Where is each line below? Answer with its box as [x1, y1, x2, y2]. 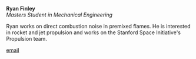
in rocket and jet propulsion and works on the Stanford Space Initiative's [6, 29, 181, 36]
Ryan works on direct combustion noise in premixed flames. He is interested [6, 23, 191, 29]
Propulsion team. [6, 35, 47, 42]
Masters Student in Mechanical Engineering [6, 11, 113, 18]
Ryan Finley [6, 5, 35, 12]
